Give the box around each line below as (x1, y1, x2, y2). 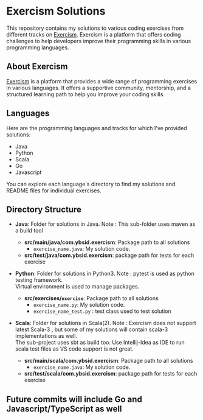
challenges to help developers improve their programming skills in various (6, 37, 191, 44)
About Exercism (6, 61, 68, 72)
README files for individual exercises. (6, 187, 101, 194)
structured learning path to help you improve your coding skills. (6, 90, 165, 98)
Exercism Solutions (6, 4, 106, 18)
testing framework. (15, 276, 63, 284)
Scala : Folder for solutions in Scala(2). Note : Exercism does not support (15, 320, 196, 327)
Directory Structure (6, 204, 82, 214)
